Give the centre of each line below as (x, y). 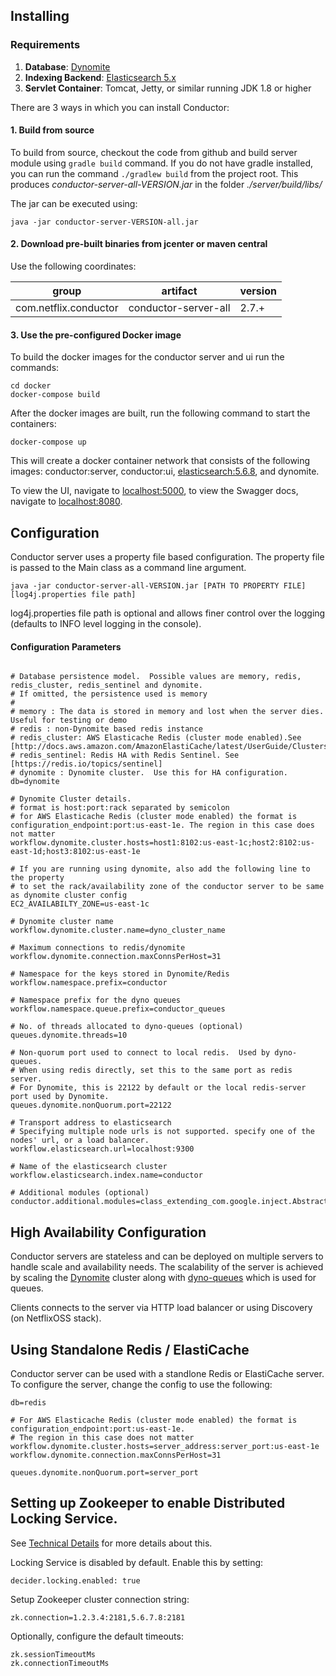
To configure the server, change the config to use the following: (141, 1384)
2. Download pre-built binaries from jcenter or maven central (139, 244)
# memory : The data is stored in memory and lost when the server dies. (167, 712)
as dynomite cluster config (69, 895)
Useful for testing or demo (69, 720)
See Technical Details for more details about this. (111, 1543)
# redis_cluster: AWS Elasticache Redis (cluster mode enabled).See (156, 738)
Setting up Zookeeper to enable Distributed (148, 1503)
